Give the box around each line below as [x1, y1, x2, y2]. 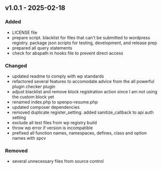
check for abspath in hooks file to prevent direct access [12, 50, 123, 56]
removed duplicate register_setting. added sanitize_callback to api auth [12, 109, 154, 115]
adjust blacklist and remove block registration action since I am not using [12, 88, 158, 94]
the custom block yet [12, 94, 54, 100]
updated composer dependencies [12, 104, 80, 110]
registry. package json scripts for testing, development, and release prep [12, 40, 157, 46]
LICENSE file [12, 29, 38, 35]
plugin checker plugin [12, 84, 56, 89]
